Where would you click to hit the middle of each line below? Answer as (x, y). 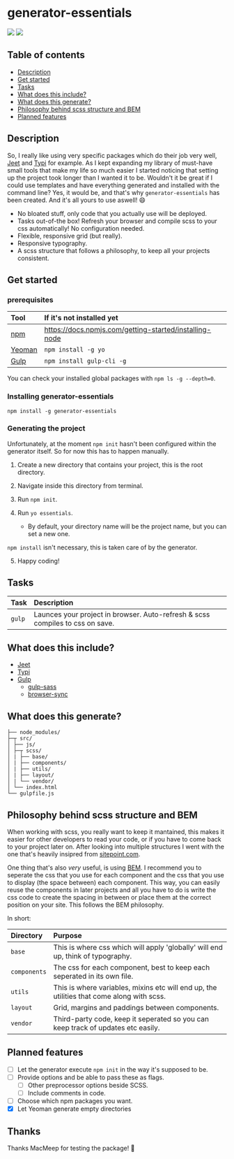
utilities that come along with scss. (109, 996)
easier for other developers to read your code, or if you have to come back (114, 840)
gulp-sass (42, 687)
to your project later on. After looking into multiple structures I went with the (116, 847)
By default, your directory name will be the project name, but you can (127, 526)
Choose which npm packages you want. (75, 1101)
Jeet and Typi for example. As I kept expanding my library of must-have (110, 163)
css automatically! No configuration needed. (81, 228)
